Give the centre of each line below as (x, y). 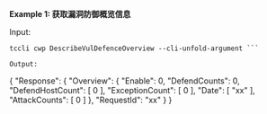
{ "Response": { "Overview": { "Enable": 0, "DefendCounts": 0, (125, 81)
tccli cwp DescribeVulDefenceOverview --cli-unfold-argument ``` (134, 48)
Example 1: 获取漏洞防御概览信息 (70, 14)
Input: (20, 32)
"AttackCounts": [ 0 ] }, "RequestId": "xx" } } (91, 100)
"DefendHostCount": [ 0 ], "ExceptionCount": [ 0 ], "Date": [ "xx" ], (133, 90)
